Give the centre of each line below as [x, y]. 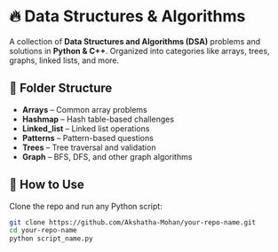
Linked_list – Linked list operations [86, 128]
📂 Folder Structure [61, 88]
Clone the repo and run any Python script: [86, 206]
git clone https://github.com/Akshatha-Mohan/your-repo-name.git [132, 222]
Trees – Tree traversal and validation [89, 147]
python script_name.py [51, 239]
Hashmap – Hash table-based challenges [98, 119]
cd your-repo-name [43, 231]
